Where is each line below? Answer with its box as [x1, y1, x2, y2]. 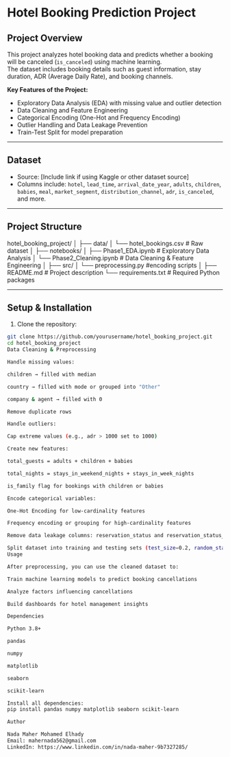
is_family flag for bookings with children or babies [7, 482, 164, 489]
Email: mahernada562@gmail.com [7, 737, 97, 745]
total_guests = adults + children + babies [7, 458, 133, 465]
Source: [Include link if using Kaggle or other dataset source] [16, 172, 190, 181]
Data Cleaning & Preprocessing [7, 346, 97, 353]
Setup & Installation [7, 302, 92, 314]
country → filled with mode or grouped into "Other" [7, 383, 161, 390]
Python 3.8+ [7, 625, 41, 633]
